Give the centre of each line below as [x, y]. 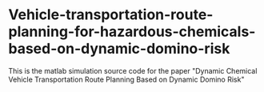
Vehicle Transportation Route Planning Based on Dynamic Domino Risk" [126, 79]
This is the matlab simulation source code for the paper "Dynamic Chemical [133, 70]
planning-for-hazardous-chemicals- [132, 32]
